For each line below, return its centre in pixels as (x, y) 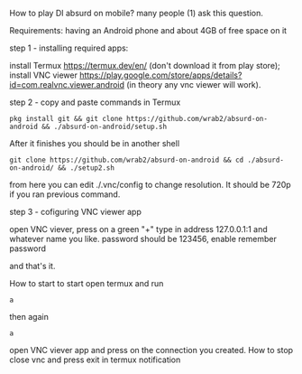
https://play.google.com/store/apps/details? (161, 75)
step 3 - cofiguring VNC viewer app (76, 212)
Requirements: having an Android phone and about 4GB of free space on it (148, 30)
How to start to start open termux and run (87, 283)
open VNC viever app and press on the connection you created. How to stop (151, 350)
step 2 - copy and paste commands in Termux (95, 102)
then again (29, 317)
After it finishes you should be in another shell (95, 143)
